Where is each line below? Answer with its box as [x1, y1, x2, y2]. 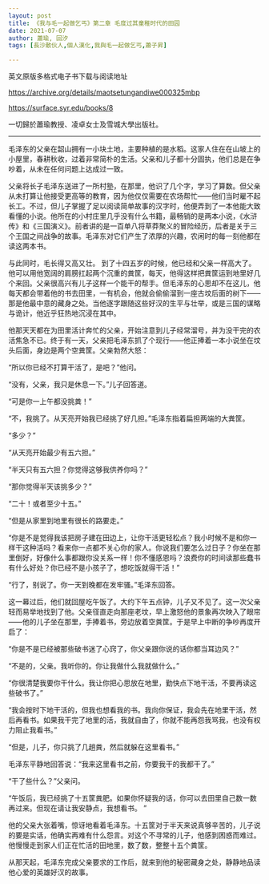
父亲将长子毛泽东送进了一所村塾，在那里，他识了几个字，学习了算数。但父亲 [8, 181, 261, 191]
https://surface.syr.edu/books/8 [8, 103, 114, 113]
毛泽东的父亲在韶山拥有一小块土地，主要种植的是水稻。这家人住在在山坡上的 [8, 144, 261, 154]
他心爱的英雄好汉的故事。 [8, 867, 93, 878]
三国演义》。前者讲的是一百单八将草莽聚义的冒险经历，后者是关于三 [35, 221, 258, 231]
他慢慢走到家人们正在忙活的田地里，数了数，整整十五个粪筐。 [8, 841, 212, 850]
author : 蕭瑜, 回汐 [8, 34, 69, 42]
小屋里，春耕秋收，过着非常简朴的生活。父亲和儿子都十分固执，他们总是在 [8, 154, 254, 164]
